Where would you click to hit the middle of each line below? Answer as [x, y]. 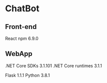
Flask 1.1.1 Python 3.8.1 [28, 75]
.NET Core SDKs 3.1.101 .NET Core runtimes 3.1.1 [54, 66]
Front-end [21, 27]
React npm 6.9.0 [22, 38]
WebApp [19, 54]
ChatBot [22, 9]
